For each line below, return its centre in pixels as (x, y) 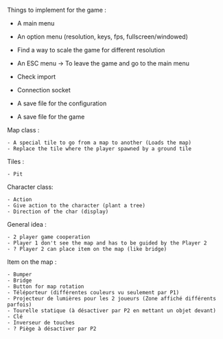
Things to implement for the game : (57, 10)
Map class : (23, 130)
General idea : (27, 224)
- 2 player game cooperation (49, 237)
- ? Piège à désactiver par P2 (52, 329)
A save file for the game (51, 117)
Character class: (30, 187)
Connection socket (44, 90)
